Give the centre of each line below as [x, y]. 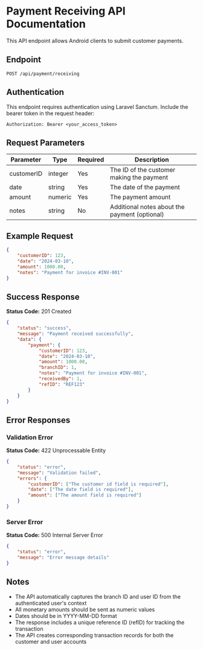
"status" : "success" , [44, 328]
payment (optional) [137, 215]
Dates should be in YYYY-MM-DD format [66, 616]
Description [152, 160]
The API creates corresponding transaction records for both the [94, 635]
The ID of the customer [143, 170]
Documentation [46, 24]
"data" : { [30, 339]
